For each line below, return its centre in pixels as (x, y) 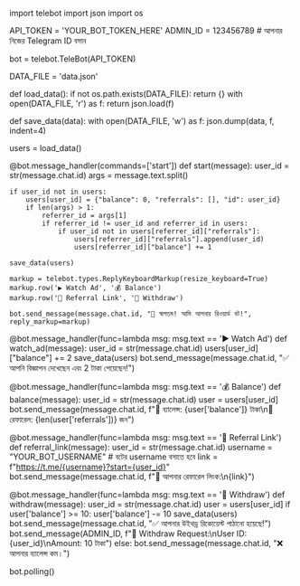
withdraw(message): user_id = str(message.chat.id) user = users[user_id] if (150, 504)
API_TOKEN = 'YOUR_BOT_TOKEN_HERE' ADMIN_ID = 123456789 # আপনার (146, 30)
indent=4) (28, 131)
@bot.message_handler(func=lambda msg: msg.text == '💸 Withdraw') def (147, 495)
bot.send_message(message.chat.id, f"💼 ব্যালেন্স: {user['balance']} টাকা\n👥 (141, 409)
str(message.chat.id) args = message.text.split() (99, 175)
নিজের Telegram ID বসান (48, 41)
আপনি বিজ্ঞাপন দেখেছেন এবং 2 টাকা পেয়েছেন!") (72, 368)
